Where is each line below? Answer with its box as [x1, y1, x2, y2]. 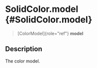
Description [5, 45, 42, 53]
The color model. [5, 58, 40, 64]
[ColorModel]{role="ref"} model [17, 30, 84, 36]
